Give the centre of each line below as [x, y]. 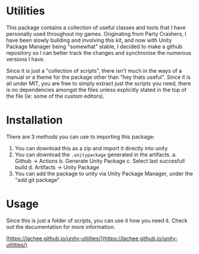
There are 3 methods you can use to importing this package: [80, 137]
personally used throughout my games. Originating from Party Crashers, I [96, 33]
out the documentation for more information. [61, 227]
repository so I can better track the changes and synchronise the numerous [99, 52]
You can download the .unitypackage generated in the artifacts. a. [96, 154]
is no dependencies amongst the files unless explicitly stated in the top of [97, 89]
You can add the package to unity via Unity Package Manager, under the [104, 174]
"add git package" [37, 179]
